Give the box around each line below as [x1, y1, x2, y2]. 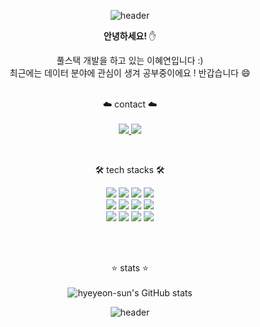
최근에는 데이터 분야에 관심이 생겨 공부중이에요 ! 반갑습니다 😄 [9, 67, 251, 79]
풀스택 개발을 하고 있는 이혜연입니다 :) [56, 55, 204, 66]
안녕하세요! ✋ [103, 30, 157, 42]
